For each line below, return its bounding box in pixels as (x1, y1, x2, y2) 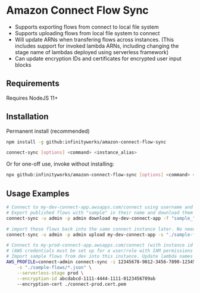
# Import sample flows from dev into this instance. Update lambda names (6, 254, 193, 260)
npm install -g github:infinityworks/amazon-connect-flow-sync (6, 139, 167, 145)
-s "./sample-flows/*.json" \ (17, 264, 92, 270)
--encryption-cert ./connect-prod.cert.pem (17, 281, 127, 287)
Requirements (6, 79, 60, 89)
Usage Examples (6, 188, 70, 198)
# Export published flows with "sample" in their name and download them (6, 210, 193, 216)
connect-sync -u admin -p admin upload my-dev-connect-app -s (6, 232, 164, 238)
